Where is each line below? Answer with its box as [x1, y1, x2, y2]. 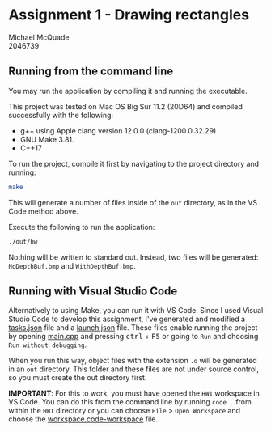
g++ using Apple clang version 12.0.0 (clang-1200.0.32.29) [19, 125, 217, 135]
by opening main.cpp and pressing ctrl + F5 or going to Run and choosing [8, 332, 259, 341]
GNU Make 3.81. [19, 134, 74, 144]
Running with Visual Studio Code [8, 284, 178, 298]
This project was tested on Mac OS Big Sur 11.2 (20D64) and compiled [8, 101, 243, 111]
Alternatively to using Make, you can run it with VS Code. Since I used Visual [8, 306, 264, 316]
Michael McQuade [8, 32, 70, 42]
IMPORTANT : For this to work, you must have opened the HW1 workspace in [8, 388, 260, 398]
